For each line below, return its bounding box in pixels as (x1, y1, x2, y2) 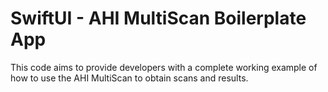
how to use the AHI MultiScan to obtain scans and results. (10, 72, 249, 84)
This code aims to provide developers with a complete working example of (10, 61, 318, 73)
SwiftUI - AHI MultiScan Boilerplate (10, 7, 307, 30)
